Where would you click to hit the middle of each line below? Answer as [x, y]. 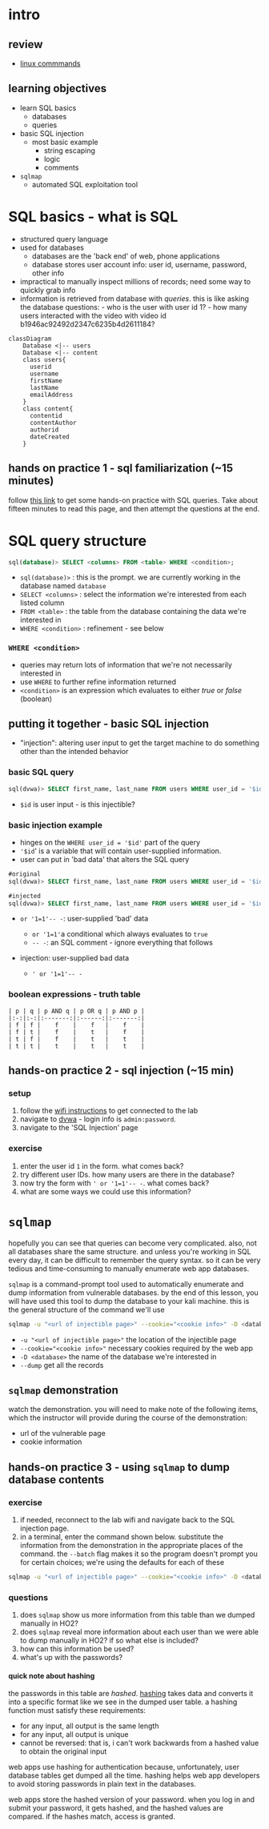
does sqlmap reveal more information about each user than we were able [139, 1632]
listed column [42, 603]
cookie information [51, 1442]
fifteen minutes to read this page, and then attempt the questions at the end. [134, 508]
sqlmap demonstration [63, 1390]
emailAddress [51, 395]
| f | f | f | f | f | [77, 1025]
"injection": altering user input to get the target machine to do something [140, 743]
